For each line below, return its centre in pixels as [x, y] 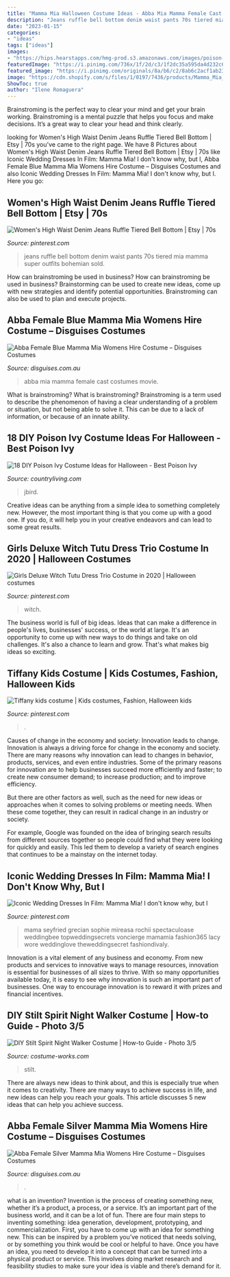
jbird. [31, 491]
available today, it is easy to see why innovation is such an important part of [114, 980]
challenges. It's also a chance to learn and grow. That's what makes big [108, 644]
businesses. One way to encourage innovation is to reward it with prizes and [115, 987]
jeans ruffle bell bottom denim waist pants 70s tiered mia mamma [116, 256]
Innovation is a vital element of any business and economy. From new [105, 958]
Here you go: [25, 181]
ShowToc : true [27, 84]
